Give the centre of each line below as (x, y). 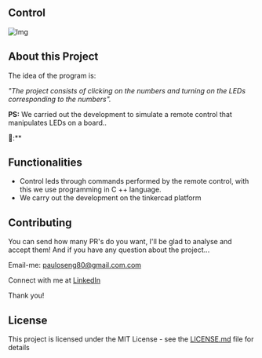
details (19, 348)
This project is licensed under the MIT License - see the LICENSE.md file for (131, 339)
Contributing (40, 223)
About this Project (53, 57)
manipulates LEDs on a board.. (58, 122)
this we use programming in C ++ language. (91, 190)
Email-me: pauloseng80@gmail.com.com (75, 265)
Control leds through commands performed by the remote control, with (134, 181)
